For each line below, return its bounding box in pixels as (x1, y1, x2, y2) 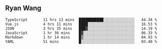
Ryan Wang (5, 4, 41, 12)
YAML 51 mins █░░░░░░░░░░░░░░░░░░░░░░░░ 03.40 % (5, 39, 157, 44)
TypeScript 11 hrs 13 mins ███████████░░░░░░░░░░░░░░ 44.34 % (5, 17, 157, 22)
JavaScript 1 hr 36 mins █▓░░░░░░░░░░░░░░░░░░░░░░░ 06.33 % (5, 30, 157, 35)
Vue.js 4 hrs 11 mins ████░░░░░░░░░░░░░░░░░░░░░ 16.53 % (5, 21, 157, 26)
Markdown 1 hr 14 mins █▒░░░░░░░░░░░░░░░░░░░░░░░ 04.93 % (5, 34, 157, 39)
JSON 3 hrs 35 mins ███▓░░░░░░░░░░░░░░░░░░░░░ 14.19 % (5, 26, 157, 31)
